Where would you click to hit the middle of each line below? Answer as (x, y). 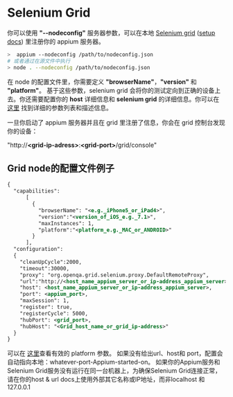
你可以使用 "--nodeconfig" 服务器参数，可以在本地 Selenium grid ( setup (111, 33)
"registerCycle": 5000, (54, 313)
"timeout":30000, (45, 268)
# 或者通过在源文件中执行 (39, 61)
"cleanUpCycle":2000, (51, 262)
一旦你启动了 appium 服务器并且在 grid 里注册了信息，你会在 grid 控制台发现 (116, 122)
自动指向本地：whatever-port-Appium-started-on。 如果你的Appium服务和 (114, 362)
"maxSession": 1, (45, 301)
